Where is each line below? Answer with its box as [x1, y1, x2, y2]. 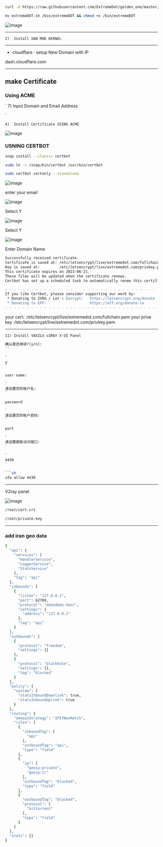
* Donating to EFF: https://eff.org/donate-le [7, 301, 145, 306]
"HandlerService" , [17, 557, 55, 562]
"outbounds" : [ [9, 634, 40, 639]
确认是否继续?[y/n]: [5, 342, 42, 346]
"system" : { [14, 689, 38, 693]
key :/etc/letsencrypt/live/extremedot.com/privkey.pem [5, 319, 115, 325]
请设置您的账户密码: [5, 413, 40, 418]
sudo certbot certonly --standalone [5, 171, 79, 176]
